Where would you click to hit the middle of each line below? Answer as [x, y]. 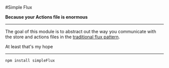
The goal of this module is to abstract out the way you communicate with [81, 31]
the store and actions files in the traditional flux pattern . [63, 37]
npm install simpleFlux [30, 60]
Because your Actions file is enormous [47, 17]
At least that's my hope [29, 47]
